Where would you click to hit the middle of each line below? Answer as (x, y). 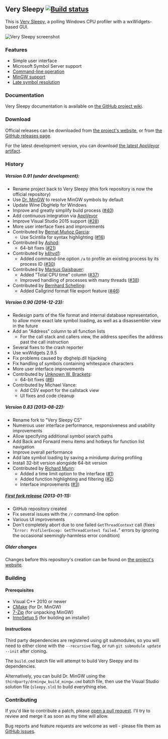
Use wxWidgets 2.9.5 (35, 353)
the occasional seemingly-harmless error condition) (66, 535)
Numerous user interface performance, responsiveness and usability (84, 425)
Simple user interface (35, 61)
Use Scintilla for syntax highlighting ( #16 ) (63, 237)
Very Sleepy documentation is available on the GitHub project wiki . (74, 106)
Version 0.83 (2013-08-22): (35, 407)
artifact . (13, 151)
